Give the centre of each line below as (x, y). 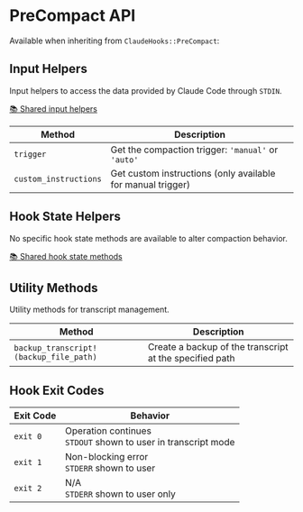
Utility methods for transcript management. (89, 310)
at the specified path (191, 359)
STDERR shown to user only (120, 494)
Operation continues (108, 431)
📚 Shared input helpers (53, 108)
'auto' (124, 160)
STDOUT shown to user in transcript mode (150, 443)
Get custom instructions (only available (193, 173)
